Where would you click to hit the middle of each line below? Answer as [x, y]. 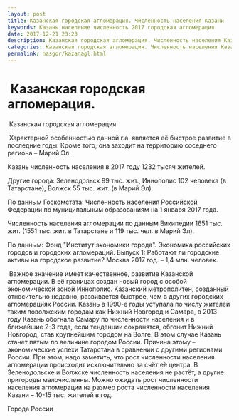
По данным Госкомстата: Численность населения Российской [102, 202]
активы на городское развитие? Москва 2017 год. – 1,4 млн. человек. [113, 260]
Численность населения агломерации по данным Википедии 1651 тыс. [115, 223]
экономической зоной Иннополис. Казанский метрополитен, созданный [118, 289]
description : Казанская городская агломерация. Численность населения [114, 41]
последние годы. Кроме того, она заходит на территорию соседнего [112, 145]
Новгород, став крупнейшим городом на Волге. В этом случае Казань [115, 334]
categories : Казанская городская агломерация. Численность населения [113, 47]
